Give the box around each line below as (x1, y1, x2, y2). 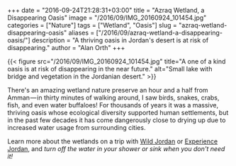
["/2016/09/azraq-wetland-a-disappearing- (96, 28, 223, 37)
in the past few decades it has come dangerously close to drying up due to (7, 116, 226, 124)
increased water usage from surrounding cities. (7, 124, 146, 131)
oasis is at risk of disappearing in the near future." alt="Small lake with (7, 65, 213, 73)
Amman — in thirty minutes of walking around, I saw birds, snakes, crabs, (7, 93, 220, 102)
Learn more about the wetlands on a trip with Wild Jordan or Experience (7, 137, 218, 146)
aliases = (68, 28, 95, 37)
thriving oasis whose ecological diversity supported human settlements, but (7, 109, 229, 117)
